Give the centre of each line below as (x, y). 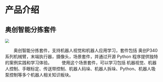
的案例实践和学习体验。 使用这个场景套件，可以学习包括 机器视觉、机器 (81, 62)
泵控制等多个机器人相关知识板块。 (39, 75)
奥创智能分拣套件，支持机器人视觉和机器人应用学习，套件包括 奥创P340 (86, 50)
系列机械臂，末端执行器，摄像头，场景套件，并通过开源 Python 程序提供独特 (81, 56)
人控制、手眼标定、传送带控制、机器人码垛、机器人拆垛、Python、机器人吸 (80, 68)
